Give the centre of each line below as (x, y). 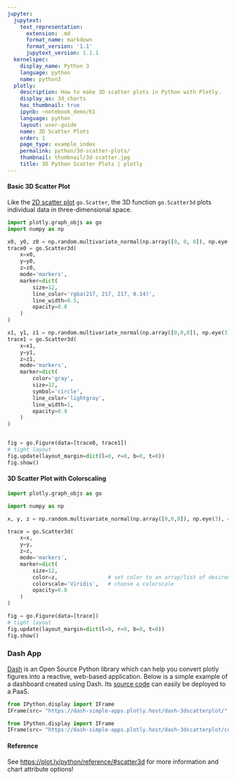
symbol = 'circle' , (58, 391)
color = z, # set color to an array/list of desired (132, 577)
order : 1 (33, 138)
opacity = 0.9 (50, 411)
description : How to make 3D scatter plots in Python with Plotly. (120, 92)
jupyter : (20, 14)
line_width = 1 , (53, 405)
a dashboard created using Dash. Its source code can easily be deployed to (117, 684)
